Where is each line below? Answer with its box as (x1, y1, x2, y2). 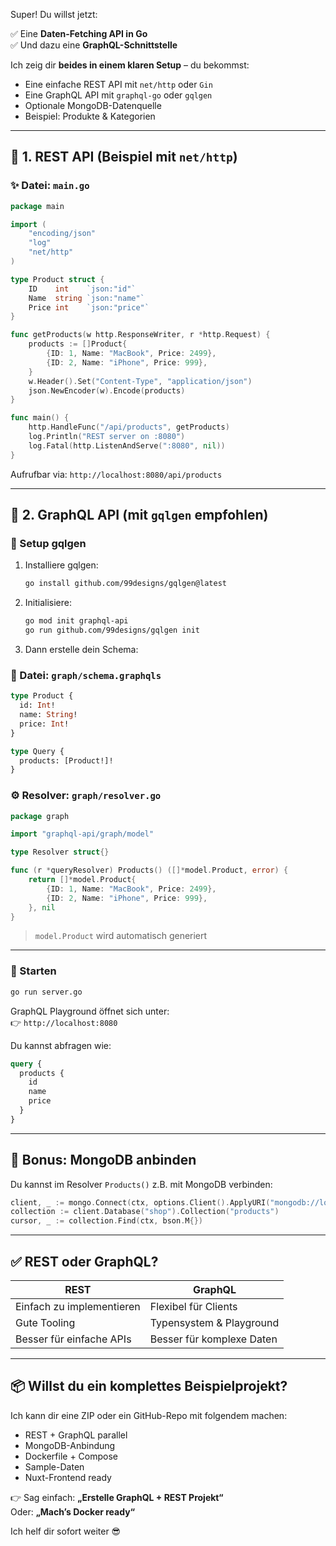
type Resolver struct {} (10, 847, 110, 858)
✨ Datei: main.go (10, 179, 90, 193)
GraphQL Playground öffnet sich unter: (10, 1005, 170, 1017)
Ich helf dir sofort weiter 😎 (10, 1525, 122, 1537)
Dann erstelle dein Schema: (24, 644, 139, 655)
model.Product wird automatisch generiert (34, 930, 208, 942)
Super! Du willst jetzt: (10, 9, 98, 20)
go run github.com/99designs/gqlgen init (24, 625, 200, 636)
